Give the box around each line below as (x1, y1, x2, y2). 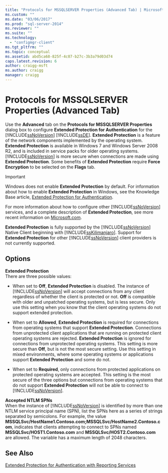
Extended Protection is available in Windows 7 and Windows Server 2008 (5, 142, 158, 148)
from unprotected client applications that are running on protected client (12, 330, 161, 336)
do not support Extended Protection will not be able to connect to (12, 382, 149, 388)
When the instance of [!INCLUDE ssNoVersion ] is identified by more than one (5, 402, 163, 408)
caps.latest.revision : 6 (5, 59, 57, 64)
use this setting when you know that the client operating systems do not (12, 304, 161, 310)
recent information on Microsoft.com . (5, 214, 82, 220)
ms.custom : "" (5, 12, 35, 17)
